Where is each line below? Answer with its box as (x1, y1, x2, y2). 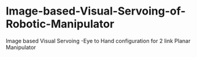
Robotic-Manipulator (6, 17, 115, 31)
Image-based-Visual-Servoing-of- (6, 4, 186, 18)
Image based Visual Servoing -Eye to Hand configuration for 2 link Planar (6, 37, 191, 44)
